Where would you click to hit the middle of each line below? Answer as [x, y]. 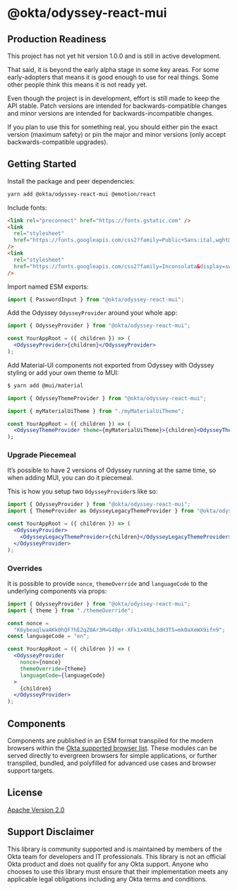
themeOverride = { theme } [53, 668]
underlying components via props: [57, 591]
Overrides [25, 568]
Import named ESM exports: [48, 287]
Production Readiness [57, 39]
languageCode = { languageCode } [63, 675]
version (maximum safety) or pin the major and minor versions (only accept [117, 134]
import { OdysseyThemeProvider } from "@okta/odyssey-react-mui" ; [107, 398]
